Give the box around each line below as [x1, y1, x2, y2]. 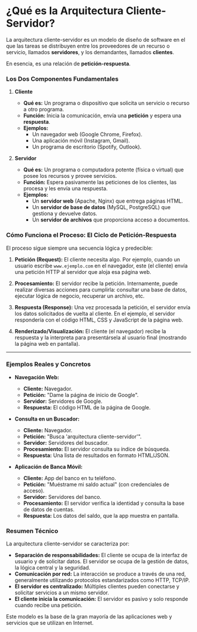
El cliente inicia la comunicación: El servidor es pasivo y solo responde [14, 595, 189, 603]
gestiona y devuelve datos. [32, 210, 98, 217]
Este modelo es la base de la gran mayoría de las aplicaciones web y [6, 613, 172, 620]
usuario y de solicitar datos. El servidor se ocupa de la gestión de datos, [14, 558, 189, 565]
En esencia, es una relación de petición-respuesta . [6, 60, 131, 67]
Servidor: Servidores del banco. [23, 493, 101, 500]
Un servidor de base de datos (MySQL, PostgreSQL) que [32, 204, 171, 211]
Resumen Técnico [6, 527, 59, 535]
